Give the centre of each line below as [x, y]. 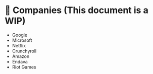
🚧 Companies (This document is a [76, 10]
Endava [20, 61]
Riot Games [24, 67]
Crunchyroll [24, 51]
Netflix [19, 45]
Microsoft [22, 40]
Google [20, 35]
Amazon [21, 56]
